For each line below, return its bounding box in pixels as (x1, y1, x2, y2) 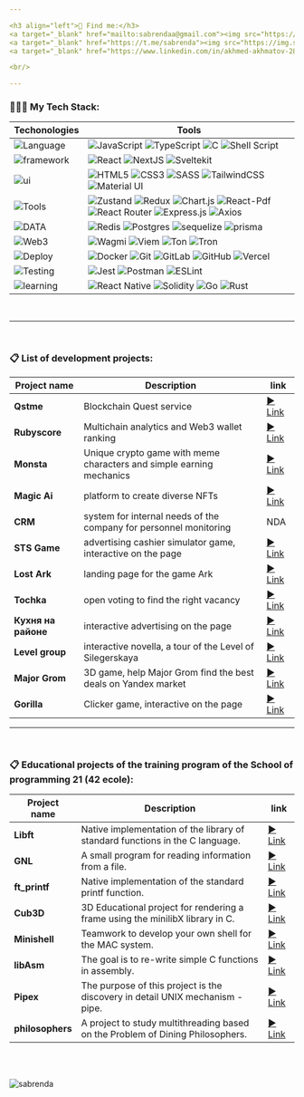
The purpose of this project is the (81, 979, 223, 992)
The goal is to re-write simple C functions (81, 953, 259, 966)
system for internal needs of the (83, 509, 220, 522)
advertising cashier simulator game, (83, 535, 236, 548)
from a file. (81, 861, 127, 873)
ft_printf (14, 880, 50, 893)
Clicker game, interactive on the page (83, 698, 242, 710)
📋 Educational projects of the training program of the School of (9, 758, 294, 771)
